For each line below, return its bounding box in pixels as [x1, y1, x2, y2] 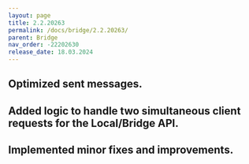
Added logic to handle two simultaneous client [8, 104, 241, 117]
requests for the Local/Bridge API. [8, 116, 179, 130]
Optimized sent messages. [8, 77, 143, 91]
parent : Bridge [8, 33, 58, 42]
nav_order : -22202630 [8, 41, 80, 49]
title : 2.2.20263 [8, 19, 65, 27]
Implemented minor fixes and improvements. [8, 143, 234, 157]
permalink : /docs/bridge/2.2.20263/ [8, 26, 128, 34]
